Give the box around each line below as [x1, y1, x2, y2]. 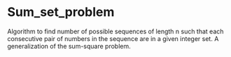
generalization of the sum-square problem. [7, 42, 131, 50]
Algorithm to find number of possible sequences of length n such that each [7, 27, 224, 35]
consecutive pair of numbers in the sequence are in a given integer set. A [7, 34, 219, 42]
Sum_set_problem [7, 4, 115, 20]
